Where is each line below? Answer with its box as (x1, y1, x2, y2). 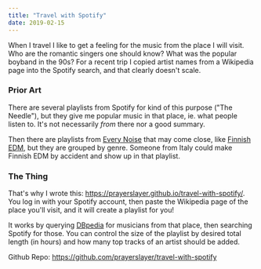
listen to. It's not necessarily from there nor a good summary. (8, 119, 205, 129)
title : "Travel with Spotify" (8, 11, 107, 20)
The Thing (8, 170, 49, 181)
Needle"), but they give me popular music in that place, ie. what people (8, 111, 237, 120)
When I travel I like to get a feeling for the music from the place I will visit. (8, 40, 245, 49)
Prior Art (8, 85, 42, 96)
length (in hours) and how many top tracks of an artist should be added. (8, 237, 241, 247)
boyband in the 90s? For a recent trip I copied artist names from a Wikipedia (8, 56, 254, 67)
